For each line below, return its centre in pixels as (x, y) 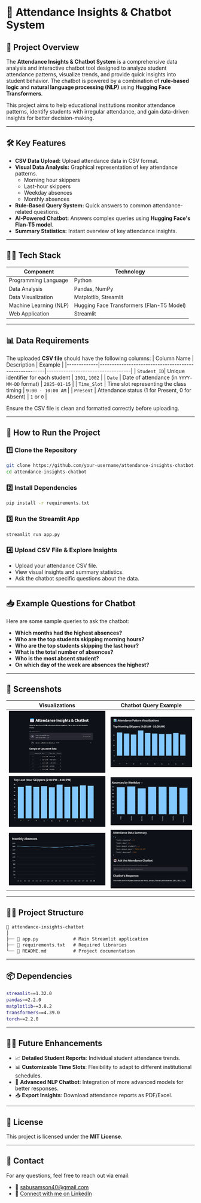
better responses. (36, 1089)
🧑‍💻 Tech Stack (34, 256)
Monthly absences (47, 199)
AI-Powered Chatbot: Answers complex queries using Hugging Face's (103, 218)
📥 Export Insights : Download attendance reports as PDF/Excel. (93, 1095)
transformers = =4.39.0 (33, 1013)
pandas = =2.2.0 (24, 1000)
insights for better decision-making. (50, 118)
